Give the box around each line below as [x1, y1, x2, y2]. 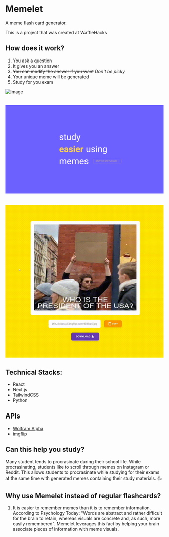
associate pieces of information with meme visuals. [12, 526, 119, 532]
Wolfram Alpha [12, 425, 44, 431]
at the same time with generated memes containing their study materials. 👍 [5, 475, 162, 481]
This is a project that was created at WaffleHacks [5, 29, 107, 35]
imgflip [12, 431, 27, 437]
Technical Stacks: [5, 368, 63, 376]
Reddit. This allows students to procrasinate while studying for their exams [5, 469, 160, 475]
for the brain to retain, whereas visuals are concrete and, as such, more [12, 515, 161, 522]
